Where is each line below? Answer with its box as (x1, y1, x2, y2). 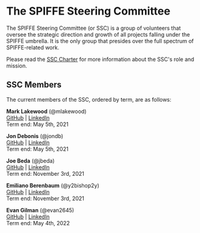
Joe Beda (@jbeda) (6, 157, 55, 164)
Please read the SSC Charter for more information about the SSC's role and (6, 55, 195, 63)
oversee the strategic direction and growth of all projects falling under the (6, 30, 190, 38)
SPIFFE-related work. (6, 44, 59, 51)
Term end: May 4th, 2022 (6, 219, 70, 226)
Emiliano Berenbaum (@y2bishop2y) (6, 181, 100, 189)
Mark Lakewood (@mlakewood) (6, 108, 87, 115)
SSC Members (6, 80, 62, 90)
